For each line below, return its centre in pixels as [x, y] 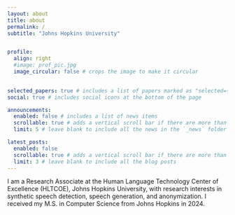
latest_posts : [28, 142]
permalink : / [26, 27]
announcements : [29, 110]
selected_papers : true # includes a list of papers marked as [100, 91]
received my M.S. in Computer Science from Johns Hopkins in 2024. [106, 204]
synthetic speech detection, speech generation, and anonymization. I [107, 196]
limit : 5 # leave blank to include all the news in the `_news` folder [120, 130]
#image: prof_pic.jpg [45, 65]
